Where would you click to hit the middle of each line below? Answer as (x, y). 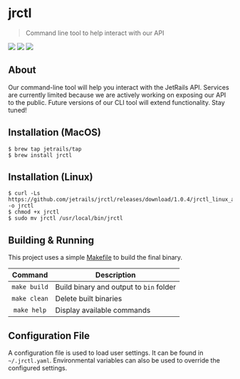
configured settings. (38, 368)
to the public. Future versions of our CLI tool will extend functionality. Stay (116, 102)
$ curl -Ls (24, 193)
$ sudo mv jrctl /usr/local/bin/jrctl (66, 218)
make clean (30, 299)
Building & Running (51, 240)
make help (30, 310)
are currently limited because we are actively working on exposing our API (117, 95)
